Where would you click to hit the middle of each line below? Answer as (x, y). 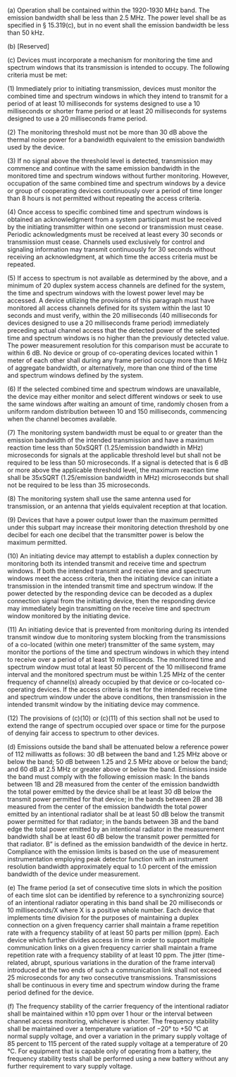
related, (18, 962)
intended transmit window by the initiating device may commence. (104, 704)
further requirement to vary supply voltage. (70, 1066)
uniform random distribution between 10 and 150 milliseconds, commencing (117, 411)
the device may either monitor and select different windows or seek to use (115, 396)
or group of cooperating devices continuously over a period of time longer (115, 191)
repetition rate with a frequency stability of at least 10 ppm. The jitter (106, 955)
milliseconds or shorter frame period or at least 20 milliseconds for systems (117, 111)
